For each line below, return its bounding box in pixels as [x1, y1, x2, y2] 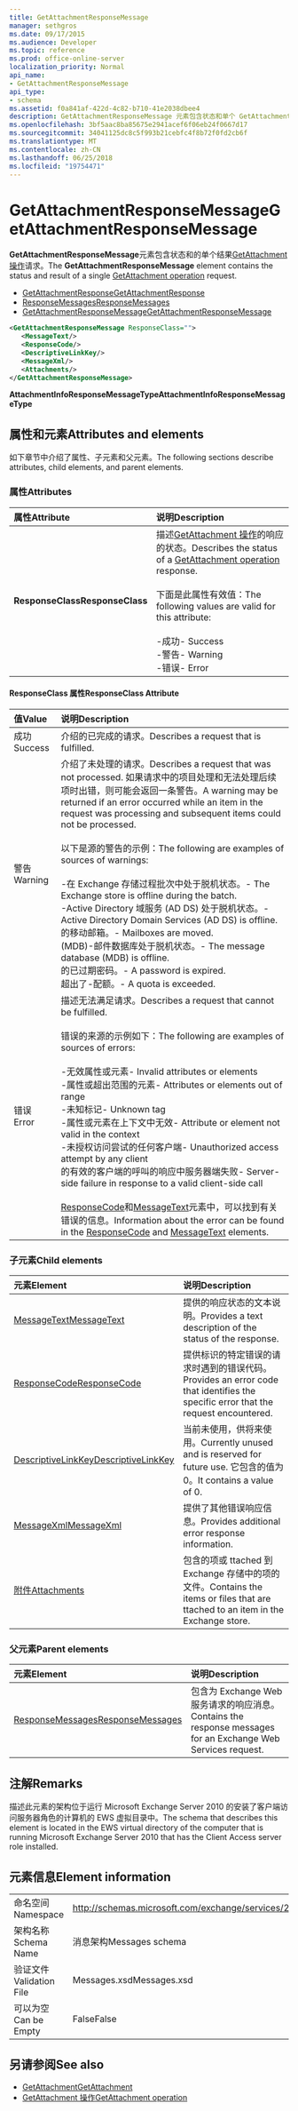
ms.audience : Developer [9, 37, 98, 47]
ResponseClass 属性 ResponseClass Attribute [9, 688, 180, 698]
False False [72, 2012, 117, 2025]
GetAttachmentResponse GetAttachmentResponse [21, 288, 206, 299]
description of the [183, 1321, 257, 1334]
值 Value [13, 713, 48, 725]
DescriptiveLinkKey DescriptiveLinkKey [13, 1454, 175, 1466]
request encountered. [183, 1407, 273, 1420]
